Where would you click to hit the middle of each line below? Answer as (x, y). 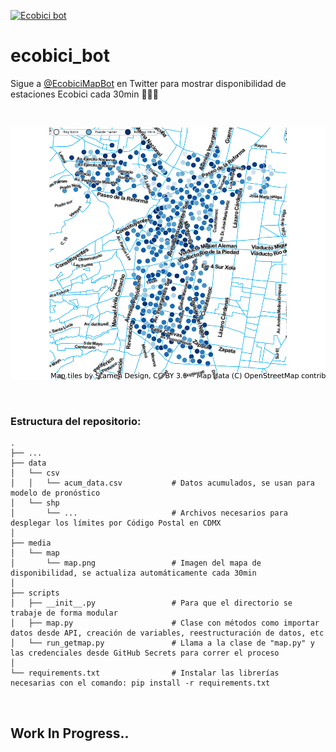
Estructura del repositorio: (76, 422)
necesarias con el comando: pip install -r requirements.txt (140, 683)
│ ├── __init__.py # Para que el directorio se (151, 603)
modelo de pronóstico (55, 493)
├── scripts (35, 593)
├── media (31, 543)
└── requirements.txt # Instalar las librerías (145, 673)
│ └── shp (35, 503)
